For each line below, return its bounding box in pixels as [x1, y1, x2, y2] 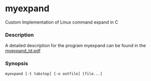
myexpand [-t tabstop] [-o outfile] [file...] [5, 71, 103, 76]
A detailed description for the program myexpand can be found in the [5, 43, 146, 49]
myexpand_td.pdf [5, 48, 41, 54]
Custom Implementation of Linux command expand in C [5, 19, 118, 25]
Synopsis [5, 60, 28, 67]
